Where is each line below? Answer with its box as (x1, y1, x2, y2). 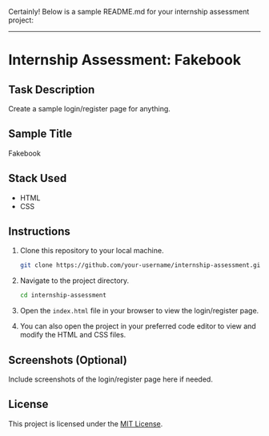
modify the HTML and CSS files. (19, 330, 126, 340)
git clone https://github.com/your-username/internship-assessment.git (19, 261, 264, 269)
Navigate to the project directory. (19, 276, 130, 285)
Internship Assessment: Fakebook (8, 51, 242, 69)
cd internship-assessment (19, 292, 106, 300)
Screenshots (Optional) (8, 353, 128, 367)
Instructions (8, 224, 70, 239)
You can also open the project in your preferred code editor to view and (19, 321, 256, 331)
